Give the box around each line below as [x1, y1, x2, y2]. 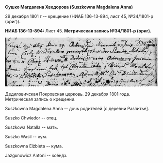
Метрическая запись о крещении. [5, 96, 76, 102]
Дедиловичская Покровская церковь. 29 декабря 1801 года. [5, 91, 130, 97]
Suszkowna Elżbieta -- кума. [5, 143, 63, 149]
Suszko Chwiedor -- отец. [5, 115, 58, 121]
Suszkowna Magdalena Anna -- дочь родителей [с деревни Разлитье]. [5, 106, 149, 112]
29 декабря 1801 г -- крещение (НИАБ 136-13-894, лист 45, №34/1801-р [5, 14, 154, 19]
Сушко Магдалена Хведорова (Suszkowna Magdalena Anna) [5, 4, 133, 10]
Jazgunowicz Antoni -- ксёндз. [5, 152, 68, 159]
